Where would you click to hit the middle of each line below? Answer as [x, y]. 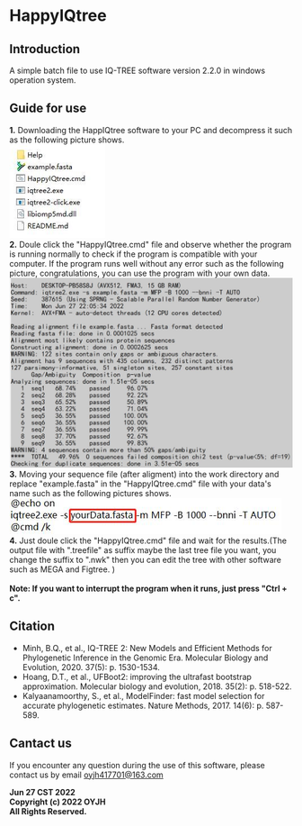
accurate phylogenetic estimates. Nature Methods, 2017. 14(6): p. [143, 705]
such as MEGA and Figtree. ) [62, 569]
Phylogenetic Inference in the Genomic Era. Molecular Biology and [145, 658]
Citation [32, 626]
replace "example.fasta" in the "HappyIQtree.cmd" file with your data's [140, 484]
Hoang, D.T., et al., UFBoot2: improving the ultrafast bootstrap [137, 676]
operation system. [43, 80]
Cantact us [40, 744]
